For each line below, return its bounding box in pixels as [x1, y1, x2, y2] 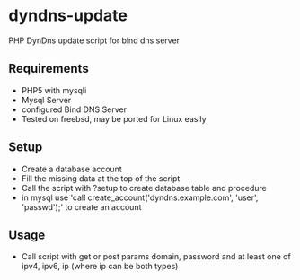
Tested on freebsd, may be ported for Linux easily [21, 113, 207, 124]
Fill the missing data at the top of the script [21, 172, 181, 184]
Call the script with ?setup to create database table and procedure [21, 182, 267, 193]
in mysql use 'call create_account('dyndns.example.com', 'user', [21, 192, 259, 203]
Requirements [8, 61, 89, 76]
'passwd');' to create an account [21, 201, 142, 212]
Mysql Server [21, 94, 72, 105]
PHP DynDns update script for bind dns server [8, 35, 181, 46]
